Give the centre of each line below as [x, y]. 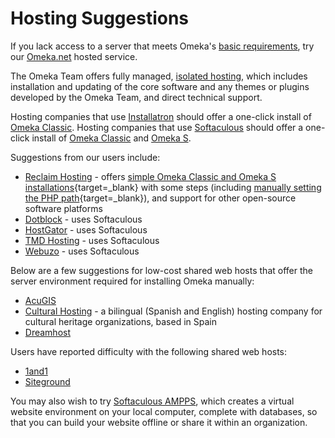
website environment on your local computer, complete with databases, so [164, 411]
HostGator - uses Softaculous [86, 229]
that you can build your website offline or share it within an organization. [159, 422]
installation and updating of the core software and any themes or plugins [160, 86]
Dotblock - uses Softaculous [83, 219]
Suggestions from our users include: [85, 157]
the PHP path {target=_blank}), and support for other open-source [160, 198]
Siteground [47, 381]
